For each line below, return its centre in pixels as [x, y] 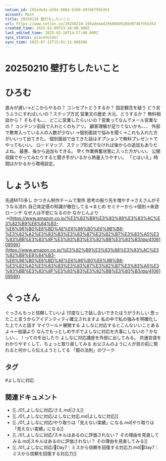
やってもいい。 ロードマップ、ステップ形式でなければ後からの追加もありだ [81, 145]
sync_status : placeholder [32, 38]
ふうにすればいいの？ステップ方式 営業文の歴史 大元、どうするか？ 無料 [83, 114]
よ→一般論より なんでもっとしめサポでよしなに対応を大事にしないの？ [77, 331]
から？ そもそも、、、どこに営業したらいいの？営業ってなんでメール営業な [83, 120]
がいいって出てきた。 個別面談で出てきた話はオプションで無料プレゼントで [82, 138]
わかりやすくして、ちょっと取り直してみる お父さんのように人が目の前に [79, 344]
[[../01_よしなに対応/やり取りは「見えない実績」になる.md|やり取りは [83, 423]
